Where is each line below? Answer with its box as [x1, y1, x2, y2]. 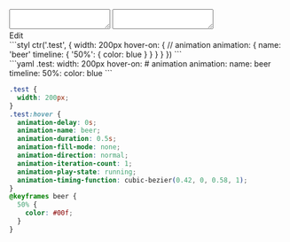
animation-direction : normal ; [17, 151, 129, 160]
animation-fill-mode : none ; [17, 143, 121, 152]
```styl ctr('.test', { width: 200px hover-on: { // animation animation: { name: [9, 40, 281, 50]
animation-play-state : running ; [17, 168, 137, 176]
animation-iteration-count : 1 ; [17, 159, 133, 168]
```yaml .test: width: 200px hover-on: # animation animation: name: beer [9, 59, 271, 69]
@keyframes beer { [9, 192, 77, 201]
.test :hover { [9, 110, 62, 119]
